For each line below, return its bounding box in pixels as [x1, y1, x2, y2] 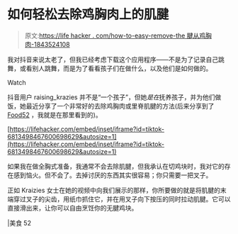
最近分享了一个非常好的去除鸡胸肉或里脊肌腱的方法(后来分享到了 [25, 101, 215, 110]
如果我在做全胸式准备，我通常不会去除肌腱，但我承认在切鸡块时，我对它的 [7, 162, 225, 170]
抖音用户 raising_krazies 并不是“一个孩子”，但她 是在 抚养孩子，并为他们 [7, 93, 215, 101]
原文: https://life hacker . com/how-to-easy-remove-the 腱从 [24, 31, 200, 40]
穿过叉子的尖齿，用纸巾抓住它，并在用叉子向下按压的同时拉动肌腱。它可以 [13, 194, 231, 203]
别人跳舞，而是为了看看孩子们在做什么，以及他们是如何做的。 [31, 64, 212, 72]
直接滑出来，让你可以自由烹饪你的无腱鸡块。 [7, 204, 138, 212]
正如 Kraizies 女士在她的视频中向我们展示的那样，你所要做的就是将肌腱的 [7, 186, 221, 194]
